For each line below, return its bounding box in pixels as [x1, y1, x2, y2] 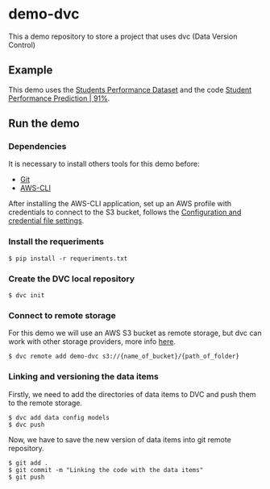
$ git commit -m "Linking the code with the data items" [8, 466, 204, 474]
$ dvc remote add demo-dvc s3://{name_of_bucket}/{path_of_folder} [8, 352, 240, 361]
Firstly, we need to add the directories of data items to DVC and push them [8, 389, 256, 399]
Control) [8, 39, 36, 49]
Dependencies [8, 141, 67, 152]
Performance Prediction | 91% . [8, 93, 110, 103]
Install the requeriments [8, 236, 105, 247]
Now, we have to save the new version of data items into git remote [8, 434, 231, 444]
